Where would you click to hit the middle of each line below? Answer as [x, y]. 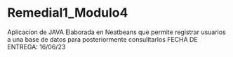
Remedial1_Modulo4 [68, 13]
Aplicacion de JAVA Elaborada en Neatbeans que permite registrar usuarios [116, 32]
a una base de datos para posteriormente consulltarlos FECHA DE [102, 39]
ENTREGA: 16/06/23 [36, 47]
